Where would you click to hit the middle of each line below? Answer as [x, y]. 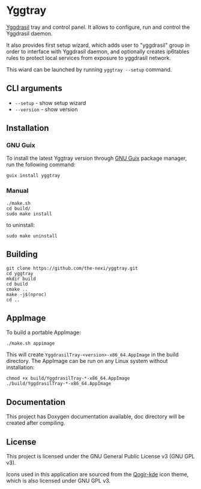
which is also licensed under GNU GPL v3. [58, 481]
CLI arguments [34, 89]
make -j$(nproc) [26, 294]
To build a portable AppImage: [43, 333]
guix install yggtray [33, 176]
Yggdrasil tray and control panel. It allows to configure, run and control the [98, 27]
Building [22, 254]
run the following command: [41, 165]
